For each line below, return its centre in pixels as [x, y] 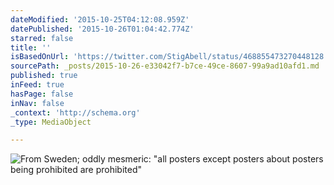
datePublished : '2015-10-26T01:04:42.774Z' [102, 29]
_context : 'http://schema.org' [75, 112]
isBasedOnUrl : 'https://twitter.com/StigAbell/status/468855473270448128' [169, 57]
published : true [44, 76]
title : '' [31, 47]
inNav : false [37, 103]
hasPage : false [42, 94]
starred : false [42, 38]
